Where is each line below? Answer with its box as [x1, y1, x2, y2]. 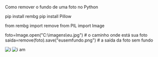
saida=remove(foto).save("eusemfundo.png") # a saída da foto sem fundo [5, 37, 154, 43]
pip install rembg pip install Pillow [5, 14, 72, 19]
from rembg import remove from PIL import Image [5, 23, 105, 28]
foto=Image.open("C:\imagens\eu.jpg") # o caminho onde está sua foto [5, 32, 148, 38]
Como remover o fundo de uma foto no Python [5, 4, 98, 10]
